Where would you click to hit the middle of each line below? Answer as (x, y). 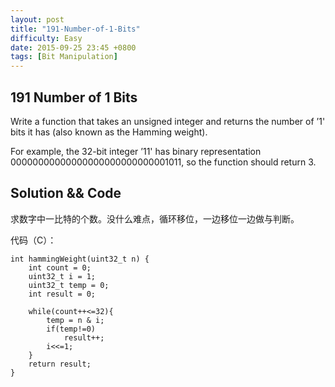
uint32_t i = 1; (62, 276)
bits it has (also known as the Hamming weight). (109, 132)
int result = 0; (62, 294)
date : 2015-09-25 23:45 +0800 (73, 47)
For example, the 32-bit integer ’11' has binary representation (136, 151)
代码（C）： (33, 240)
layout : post (37, 19)
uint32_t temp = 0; (69, 285)
